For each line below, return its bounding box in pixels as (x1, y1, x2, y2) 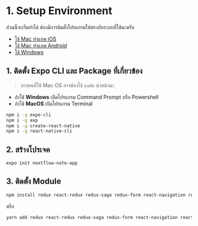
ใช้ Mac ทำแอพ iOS (14, 35, 57, 42)
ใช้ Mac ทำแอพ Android (14, 42, 67, 49)
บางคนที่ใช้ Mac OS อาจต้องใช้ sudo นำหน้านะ (20, 81, 115, 89)
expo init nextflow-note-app (6, 160, 78, 166)
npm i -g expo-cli (6, 112, 51, 118)
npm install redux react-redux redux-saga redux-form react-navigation (6, 192, 186, 198)
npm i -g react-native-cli (6, 128, 72, 134)
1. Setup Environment (6, 4, 113, 18)
